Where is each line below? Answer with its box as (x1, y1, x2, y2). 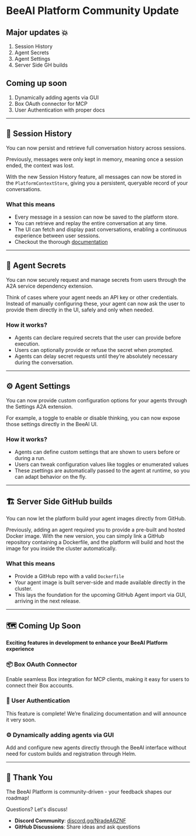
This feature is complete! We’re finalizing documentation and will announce (6, 710, 187, 717)
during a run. (14, 455, 45, 462)
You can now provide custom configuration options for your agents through (6, 396, 188, 404)
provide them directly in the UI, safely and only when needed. (6, 306, 154, 313)
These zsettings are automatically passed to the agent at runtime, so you (14, 467, 190, 474)
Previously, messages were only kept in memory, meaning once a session (6, 156, 184, 163)
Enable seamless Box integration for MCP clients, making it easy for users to (6, 676, 190, 683)
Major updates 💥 (6, 27, 68, 37)
